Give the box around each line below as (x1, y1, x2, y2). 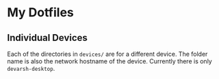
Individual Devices (7, 32, 88, 44)
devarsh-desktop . (7, 65, 55, 72)
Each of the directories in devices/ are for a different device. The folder (7, 50, 208, 58)
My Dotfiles (7, 5, 74, 20)
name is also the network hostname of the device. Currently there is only (7, 57, 212, 65)
